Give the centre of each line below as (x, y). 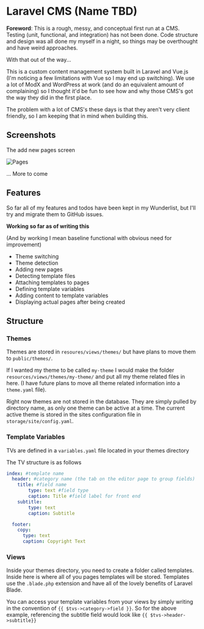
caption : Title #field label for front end (84, 496)
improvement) (24, 244)
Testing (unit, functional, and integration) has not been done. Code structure (102, 34)
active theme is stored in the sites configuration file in (74, 415)
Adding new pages (39, 269)
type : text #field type (58, 491)
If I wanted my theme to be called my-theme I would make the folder (90, 370)
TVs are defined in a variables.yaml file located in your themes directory (98, 450)
